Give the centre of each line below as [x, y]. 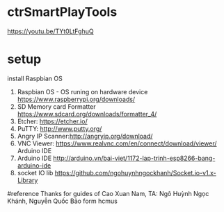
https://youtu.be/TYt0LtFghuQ [50, 31]
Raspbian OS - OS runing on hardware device [82, 91]
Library [27, 180]
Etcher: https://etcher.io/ [53, 121]
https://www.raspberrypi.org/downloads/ [76, 99]
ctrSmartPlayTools [62, 12]
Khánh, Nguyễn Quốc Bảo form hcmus [63, 201]
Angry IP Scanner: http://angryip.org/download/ [85, 136]
